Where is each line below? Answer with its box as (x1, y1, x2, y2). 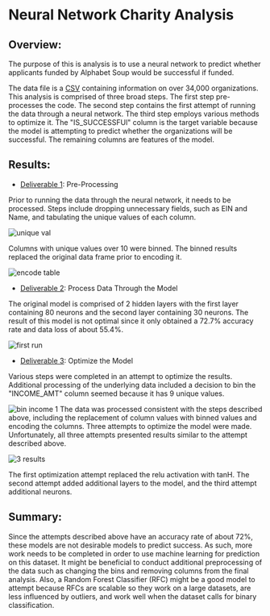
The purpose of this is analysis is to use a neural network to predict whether (8, 59, 261, 69)
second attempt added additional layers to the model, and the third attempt (8, 478, 257, 488)
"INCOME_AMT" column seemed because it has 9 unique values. (8, 389, 225, 398)
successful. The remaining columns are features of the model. (8, 135, 215, 144)
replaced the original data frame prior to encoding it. (8, 252, 183, 261)
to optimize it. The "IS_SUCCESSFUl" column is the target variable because (8, 118, 258, 127)
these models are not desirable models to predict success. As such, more (8, 540, 252, 550)
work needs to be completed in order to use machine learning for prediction (8, 548, 260, 558)
